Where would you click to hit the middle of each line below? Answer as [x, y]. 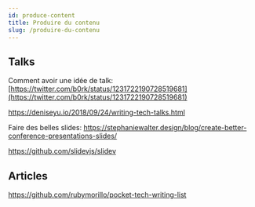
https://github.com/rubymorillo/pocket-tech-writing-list [97, 194]
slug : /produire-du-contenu [54, 30]
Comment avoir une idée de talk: [61, 81]
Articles [28, 176]
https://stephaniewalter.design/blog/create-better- [165, 128]
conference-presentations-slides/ [63, 136]
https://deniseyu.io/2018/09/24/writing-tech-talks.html [97, 113]
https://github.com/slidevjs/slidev [62, 151]
